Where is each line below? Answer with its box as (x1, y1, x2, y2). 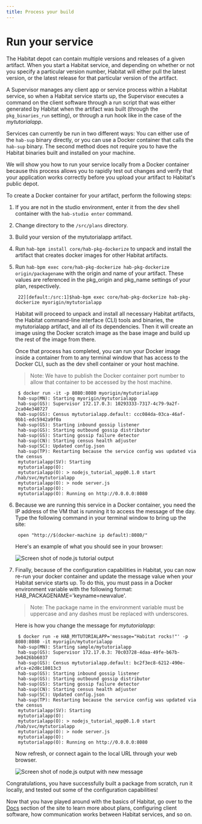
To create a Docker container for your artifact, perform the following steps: (6, 192, 192, 199)
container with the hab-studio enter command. (14, 210, 133, 217)
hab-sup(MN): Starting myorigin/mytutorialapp (17, 395, 137, 401)
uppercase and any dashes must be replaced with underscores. (30, 610, 189, 617)
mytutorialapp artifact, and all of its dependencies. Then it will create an (14, 323, 194, 330)
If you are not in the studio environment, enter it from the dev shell (14, 203, 180, 210)
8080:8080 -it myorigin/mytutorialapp (14, 638, 113, 644)
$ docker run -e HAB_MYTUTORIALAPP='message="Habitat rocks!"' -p (17, 633, 188, 640)
